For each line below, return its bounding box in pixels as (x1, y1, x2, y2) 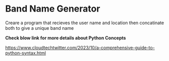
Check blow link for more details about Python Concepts (5, 35, 126, 41)
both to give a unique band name (5, 25, 74, 31)
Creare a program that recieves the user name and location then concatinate (5, 20, 164, 26)
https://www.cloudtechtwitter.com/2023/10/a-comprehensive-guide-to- (5, 44, 155, 50)
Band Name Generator (5, 3, 100, 15)
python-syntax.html (5, 50, 46, 56)
